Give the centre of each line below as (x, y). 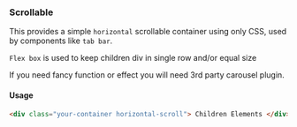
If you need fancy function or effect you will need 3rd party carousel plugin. (147, 75)
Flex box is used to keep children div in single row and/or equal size (133, 58)
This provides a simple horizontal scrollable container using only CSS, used (148, 32)
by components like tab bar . (61, 41)
